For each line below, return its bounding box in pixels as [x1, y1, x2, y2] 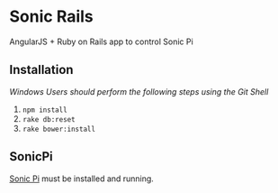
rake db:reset [22, 115, 76, 124]
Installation [9, 62, 74, 78]
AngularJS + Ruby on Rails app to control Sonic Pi [9, 36, 193, 47]
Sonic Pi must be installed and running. [9, 173, 155, 184]
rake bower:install [22, 124, 96, 133]
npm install [22, 106, 67, 115]
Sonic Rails [9, 6, 94, 27]
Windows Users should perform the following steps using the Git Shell [9, 86, 269, 96]
